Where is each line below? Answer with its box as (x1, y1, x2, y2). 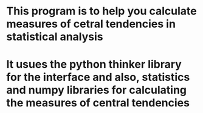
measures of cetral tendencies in (6, 17, 176, 31)
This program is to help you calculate (6, 4, 197, 18)
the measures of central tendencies (6, 96, 190, 110)
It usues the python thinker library (6, 57, 182, 71)
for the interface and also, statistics (6, 71, 190, 84)
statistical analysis (6, 30, 103, 44)
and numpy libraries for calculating (6, 83, 187, 97)
